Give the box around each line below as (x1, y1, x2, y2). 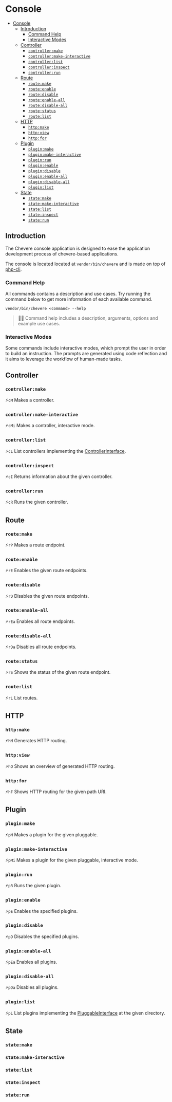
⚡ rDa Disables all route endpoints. (5, 644, 77, 650)
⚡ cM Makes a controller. (5, 397, 55, 403)
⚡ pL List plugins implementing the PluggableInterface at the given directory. (5, 1009, 165, 1016)
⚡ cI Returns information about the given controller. (5, 473, 113, 480)
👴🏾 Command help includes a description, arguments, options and (17, 315, 158, 321)
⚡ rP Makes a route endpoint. (5, 542, 66, 548)
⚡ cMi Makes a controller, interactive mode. (5, 423, 95, 429)
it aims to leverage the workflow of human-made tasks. (5, 356, 122, 362)
